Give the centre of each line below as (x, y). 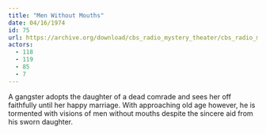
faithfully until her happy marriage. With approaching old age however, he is (132, 105)
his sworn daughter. (41, 121)
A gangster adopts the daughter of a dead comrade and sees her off (120, 96)
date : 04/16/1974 (37, 23)
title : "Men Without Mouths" (56, 15)
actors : (21, 45)
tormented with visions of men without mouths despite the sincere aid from (131, 113)
